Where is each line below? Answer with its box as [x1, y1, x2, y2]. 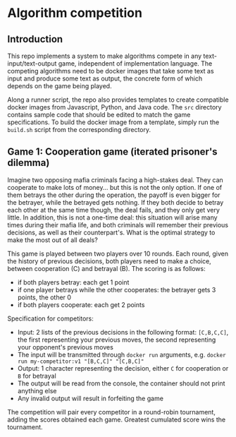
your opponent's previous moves [17, 342, 114, 351]
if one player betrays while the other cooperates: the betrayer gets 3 [17, 285, 216, 294]
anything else [17, 386, 57, 395]
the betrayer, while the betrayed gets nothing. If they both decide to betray [7, 198, 224, 206]
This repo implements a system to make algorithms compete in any [7, 52, 202, 60]
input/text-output [7, 59, 57, 68]
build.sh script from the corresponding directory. [7, 126, 151, 133]
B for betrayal [17, 371, 56, 380]
